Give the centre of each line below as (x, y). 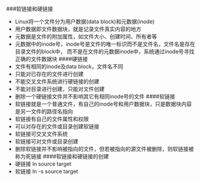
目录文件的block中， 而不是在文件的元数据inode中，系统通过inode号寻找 (105, 52)
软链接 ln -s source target (46, 171)
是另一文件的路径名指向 (44, 111)
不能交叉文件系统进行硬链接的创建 (57, 82)
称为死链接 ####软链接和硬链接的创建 (62, 156)
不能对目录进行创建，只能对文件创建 (60, 89)
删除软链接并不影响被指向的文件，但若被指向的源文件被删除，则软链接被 (104, 149)
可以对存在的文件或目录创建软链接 (57, 126)
